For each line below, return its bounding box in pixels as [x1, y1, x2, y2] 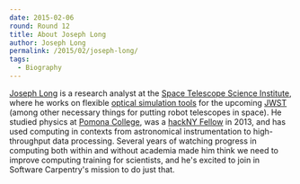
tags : [9, 55, 30, 64]
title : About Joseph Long [9, 30, 106, 39]
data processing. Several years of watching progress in [52, 136, 258, 146]
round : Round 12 [9, 22, 70, 31]
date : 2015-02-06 [9, 13, 75, 22]
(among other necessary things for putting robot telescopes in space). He [9, 107, 282, 118]
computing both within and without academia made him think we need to [9, 145, 278, 155]
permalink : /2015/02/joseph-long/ [9, 47, 139, 56]
